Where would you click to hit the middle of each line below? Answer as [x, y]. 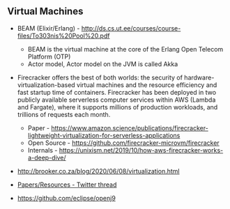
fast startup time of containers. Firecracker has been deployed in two [117, 92]
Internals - [43, 150]
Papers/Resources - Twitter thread [67, 185]
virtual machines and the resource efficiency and [147, 85]
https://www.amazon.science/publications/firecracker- [130, 127]
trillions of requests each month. [64, 114]
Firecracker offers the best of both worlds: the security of [100, 77]
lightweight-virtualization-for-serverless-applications [104, 135]
